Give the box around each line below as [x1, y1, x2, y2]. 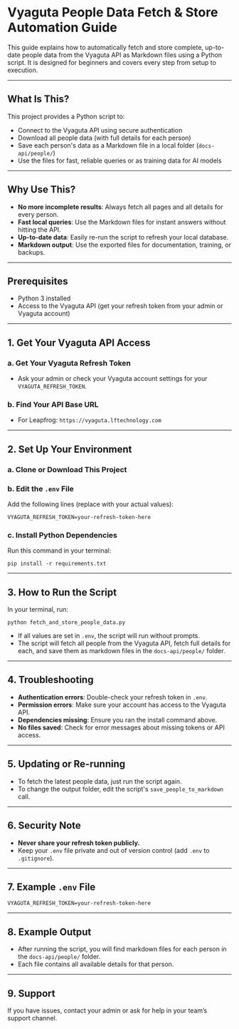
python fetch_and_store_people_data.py [7, 619, 126, 626]
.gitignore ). [17, 854, 55, 862]
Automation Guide [7, 19, 117, 36]
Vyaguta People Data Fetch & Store [7, 4, 218, 21]
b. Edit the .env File [7, 483, 75, 493]
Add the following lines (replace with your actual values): [7, 500, 174, 508]
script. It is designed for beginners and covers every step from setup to [7, 58, 217, 66]
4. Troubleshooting [7, 674, 94, 686]
